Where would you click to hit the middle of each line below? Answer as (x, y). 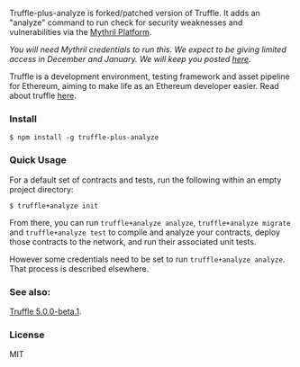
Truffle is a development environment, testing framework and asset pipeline (150, 76)
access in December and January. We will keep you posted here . (130, 59)
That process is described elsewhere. (79, 268)
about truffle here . (43, 95)
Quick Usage (38, 160)
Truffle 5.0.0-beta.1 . (45, 311)
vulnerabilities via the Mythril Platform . (81, 32)
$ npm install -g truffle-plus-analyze (84, 138)
